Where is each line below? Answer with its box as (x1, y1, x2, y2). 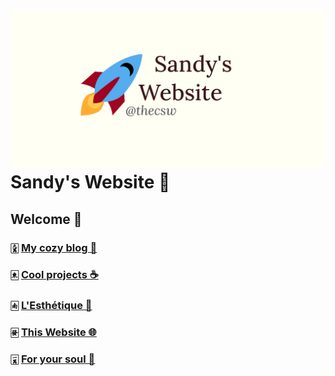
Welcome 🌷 (10, 210, 83, 228)
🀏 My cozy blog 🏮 (10, 240, 98, 254)
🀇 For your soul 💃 (10, 352, 96, 366)
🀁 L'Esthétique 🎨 (10, 299, 93, 313)
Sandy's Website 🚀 (10, 171, 171, 194)
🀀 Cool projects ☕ (10, 268, 99, 282)
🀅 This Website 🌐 (10, 325, 97, 339)
